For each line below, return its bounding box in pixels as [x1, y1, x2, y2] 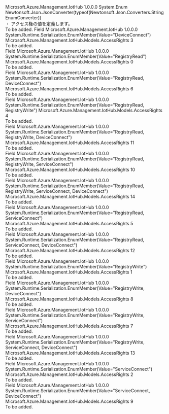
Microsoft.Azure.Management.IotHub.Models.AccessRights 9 [5, 398, 133, 404]
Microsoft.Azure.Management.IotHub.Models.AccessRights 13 [5, 350, 136, 356]
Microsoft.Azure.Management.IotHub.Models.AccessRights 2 [5, 371, 133, 377]
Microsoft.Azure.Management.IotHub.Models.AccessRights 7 [5, 323, 133, 329]
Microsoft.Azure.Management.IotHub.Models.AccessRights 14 [5, 194, 136, 199]
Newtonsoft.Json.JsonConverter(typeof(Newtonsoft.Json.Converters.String [5, 9, 164, 15]
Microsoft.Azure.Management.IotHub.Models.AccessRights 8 [5, 296, 133, 302]
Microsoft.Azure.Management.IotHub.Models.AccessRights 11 [5, 140, 134, 146]
